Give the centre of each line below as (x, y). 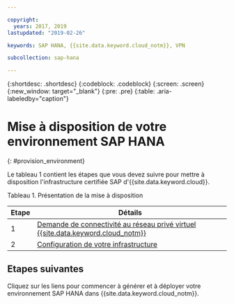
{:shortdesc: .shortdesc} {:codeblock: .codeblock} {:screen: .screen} (106, 84)
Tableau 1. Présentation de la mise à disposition (75, 195)
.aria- (164, 91)
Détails (130, 213)
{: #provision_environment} (46, 161)
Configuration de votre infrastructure (97, 245)
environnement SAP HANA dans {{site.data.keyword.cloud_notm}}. (103, 293)
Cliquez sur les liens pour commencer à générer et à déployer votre (104, 286)
